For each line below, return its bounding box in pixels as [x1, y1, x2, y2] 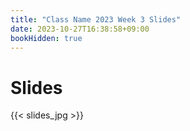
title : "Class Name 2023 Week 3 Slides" [10, 14, 182, 25]
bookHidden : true [10, 33, 83, 43]
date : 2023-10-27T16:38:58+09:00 [10, 24, 150, 34]
